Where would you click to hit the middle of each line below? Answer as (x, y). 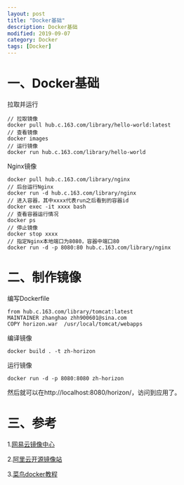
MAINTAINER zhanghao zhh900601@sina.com (67, 318)
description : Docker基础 (42, 27)
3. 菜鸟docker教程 (33, 474)
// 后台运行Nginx (31, 187)
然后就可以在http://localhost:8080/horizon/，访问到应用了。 (94, 392)
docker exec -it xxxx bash (47, 207)
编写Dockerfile (28, 298)
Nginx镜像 (22, 166)
